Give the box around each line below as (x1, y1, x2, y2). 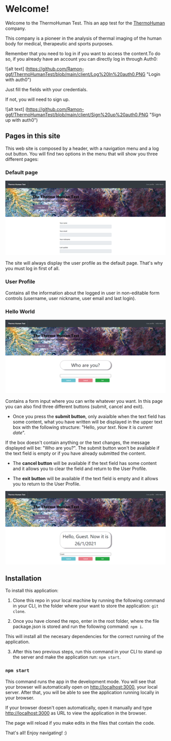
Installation (5, 574, 42, 583)
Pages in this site (5, 132, 61, 141)
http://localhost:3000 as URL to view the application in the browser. (5, 710, 147, 716)
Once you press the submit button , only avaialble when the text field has (12, 414, 166, 420)
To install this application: (5, 588, 59, 594)
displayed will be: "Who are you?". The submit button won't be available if (5, 445, 160, 451)
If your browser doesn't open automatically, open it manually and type (5, 704, 152, 710)
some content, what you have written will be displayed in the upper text (12, 419, 163, 425)
